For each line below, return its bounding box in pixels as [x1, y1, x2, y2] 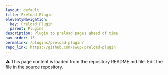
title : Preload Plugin [5, 12, 53, 17]
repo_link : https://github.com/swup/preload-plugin [5, 45, 116, 50]
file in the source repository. [5, 64, 64, 70]
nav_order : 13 [5, 36, 35, 41]
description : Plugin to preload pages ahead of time [5, 31, 118, 36]
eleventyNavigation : [5, 17, 49, 22]
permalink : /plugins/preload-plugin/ [5, 40, 85, 45]
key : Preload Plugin [10, 21, 53, 27]
